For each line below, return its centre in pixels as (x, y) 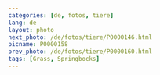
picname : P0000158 (38, 45)
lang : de (22, 23)
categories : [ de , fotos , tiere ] (61, 15)
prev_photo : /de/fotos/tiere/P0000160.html (80, 52)
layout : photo (31, 30)
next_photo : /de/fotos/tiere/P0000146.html (80, 37)
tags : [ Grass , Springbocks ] (54, 59)
